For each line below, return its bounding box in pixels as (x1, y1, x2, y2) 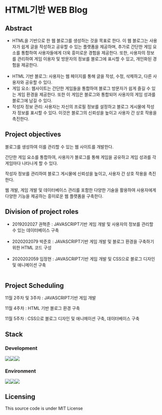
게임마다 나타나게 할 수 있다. (5, 160, 58, 166)
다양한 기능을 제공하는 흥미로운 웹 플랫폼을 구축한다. (5, 193, 103, 199)
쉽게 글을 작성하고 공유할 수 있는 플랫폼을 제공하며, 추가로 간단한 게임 (21, 44, 152, 49)
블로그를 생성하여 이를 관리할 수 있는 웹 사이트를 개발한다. (5, 144, 114, 150)
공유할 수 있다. (25, 79, 52, 85)
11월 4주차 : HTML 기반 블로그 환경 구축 (5, 305, 80, 311)
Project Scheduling (5, 282, 64, 290)
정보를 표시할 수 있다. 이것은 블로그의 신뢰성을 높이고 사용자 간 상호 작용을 (17, 110, 157, 115)
